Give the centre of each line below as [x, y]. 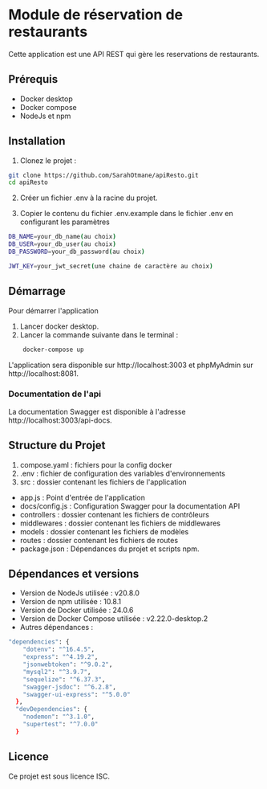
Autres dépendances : [57, 628]
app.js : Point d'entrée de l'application [83, 497]
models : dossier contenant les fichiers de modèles [104, 531]
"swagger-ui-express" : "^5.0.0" [77, 694]
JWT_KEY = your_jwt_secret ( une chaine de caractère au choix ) [111, 266]
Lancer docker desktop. [59, 326]
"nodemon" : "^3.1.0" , [59, 717]
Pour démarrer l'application [53, 310]
